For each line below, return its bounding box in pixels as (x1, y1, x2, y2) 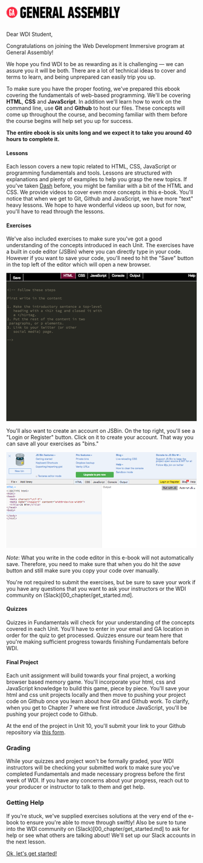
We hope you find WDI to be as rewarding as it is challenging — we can (6, 61, 184, 67)
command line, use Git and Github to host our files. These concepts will (6, 104, 185, 112)
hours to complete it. (6, 136, 60, 142)
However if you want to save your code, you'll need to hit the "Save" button (6, 255, 194, 262)
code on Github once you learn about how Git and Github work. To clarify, (6, 698, 190, 705)
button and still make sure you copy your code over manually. (6, 567, 159, 574)
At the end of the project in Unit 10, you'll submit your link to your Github (6, 722, 186, 730)
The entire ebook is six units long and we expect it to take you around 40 (6, 129, 192, 136)
